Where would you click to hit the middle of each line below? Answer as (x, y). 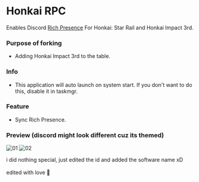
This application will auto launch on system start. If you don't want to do (103, 84)
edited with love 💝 (28, 172)
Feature (18, 107)
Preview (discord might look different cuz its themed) (85, 135)
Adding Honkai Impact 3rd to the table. (62, 56)
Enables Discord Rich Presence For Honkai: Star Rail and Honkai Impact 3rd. (100, 28)
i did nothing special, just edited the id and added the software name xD (95, 160)
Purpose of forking (34, 43)
